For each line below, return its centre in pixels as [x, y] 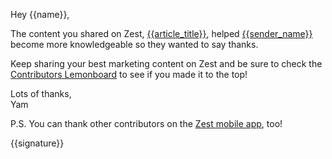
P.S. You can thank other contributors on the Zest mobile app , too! [146, 123]
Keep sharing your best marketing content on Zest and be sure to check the [166, 63]
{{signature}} [37, 143]
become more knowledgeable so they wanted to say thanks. [134, 44]
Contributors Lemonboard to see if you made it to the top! [129, 74]
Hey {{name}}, [40, 14]
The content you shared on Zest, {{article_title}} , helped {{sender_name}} [161, 33]
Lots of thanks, [41, 93]
